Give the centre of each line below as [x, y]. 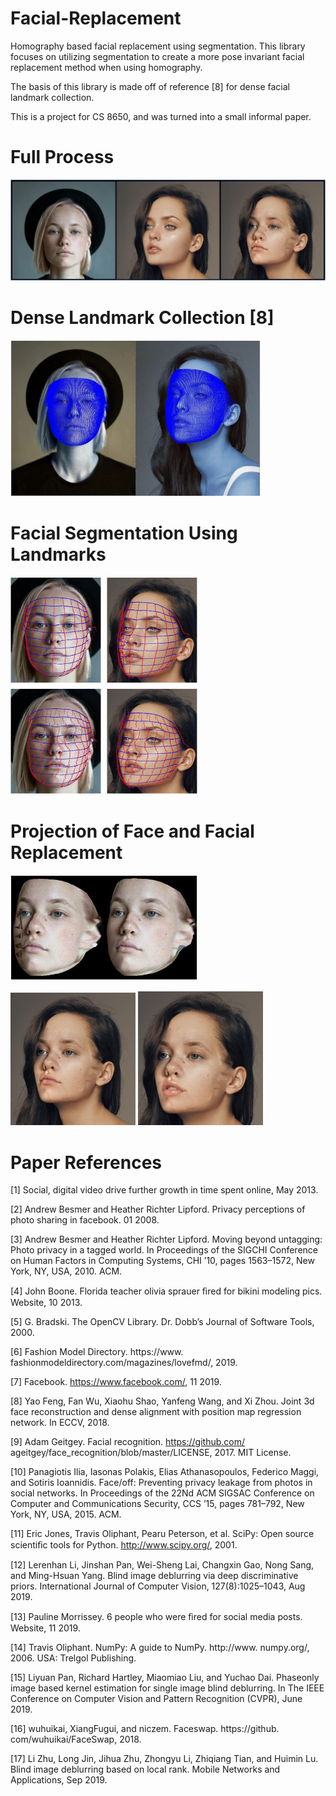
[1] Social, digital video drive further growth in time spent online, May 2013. [164, 1190]
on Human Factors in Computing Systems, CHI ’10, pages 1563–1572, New [162, 1261]
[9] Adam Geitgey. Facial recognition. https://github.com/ [128, 1442]
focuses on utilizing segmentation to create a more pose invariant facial [157, 56]
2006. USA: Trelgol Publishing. [73, 1658]
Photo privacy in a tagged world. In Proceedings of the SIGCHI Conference [164, 1250]
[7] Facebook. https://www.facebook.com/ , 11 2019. [116, 1382]
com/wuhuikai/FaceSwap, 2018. [76, 1739]
